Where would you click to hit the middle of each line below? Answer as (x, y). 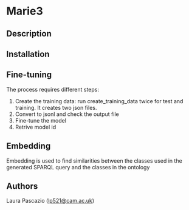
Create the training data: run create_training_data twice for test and (99, 101)
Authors (22, 186)
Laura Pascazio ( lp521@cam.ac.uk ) (50, 201)
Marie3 (25, 11)
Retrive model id (36, 127)
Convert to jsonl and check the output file (67, 114)
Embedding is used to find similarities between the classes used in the (94, 161)
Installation (28, 54)
